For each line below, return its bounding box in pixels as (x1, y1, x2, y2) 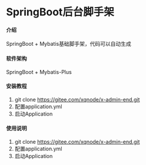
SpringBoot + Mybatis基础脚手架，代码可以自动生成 (6, 41, 131, 48)
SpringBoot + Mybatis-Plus (6, 68, 72, 75)
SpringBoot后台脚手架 (6, 5, 115, 19)
